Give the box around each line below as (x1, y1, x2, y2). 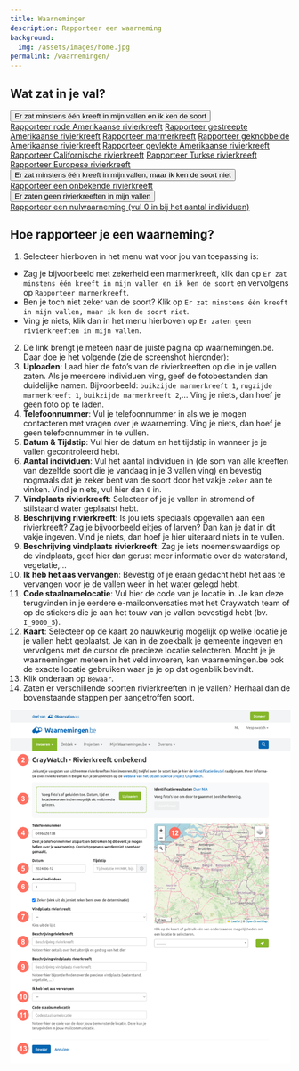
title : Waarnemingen (10, 14, 87, 23)
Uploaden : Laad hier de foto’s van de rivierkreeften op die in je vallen (22, 361, 277, 371)
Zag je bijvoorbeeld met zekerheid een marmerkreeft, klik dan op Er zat (22, 268, 287, 279)
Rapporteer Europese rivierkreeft (10, 158, 132, 169)
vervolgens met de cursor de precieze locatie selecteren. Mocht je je (22, 645, 276, 655)
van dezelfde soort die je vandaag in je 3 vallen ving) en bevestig (22, 465, 262, 475)
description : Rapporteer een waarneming (10, 23, 163, 33)
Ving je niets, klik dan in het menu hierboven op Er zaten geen (22, 315, 252, 326)
